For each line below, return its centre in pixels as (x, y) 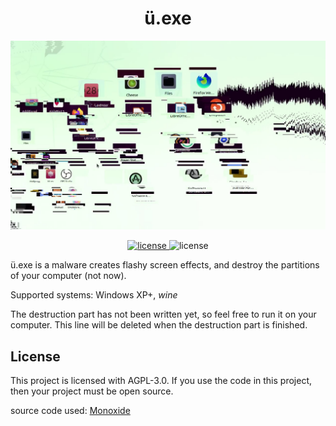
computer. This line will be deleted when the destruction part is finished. (159, 325)
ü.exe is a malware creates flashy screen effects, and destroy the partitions (165, 265)
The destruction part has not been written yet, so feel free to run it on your (163, 314)
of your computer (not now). (68, 276)
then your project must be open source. (92, 391)
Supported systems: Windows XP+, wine (94, 295)
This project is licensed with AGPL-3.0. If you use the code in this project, (161, 380)
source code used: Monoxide (70, 410)
